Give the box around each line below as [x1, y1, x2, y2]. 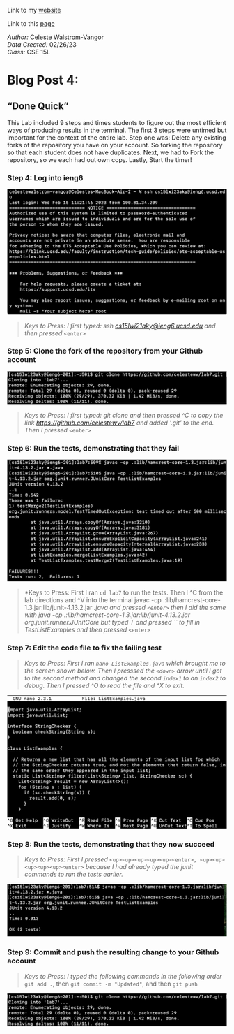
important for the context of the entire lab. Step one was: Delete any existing [7, 133, 226, 142]
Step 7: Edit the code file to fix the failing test [7, 643, 162, 653]
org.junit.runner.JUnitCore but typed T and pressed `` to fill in [24, 618, 201, 627]
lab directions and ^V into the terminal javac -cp [24, 596, 162, 604]
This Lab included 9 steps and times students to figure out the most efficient [7, 119, 226, 126]
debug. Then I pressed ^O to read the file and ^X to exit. [24, 681, 185, 690]
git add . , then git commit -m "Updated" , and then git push [24, 980, 198, 988]
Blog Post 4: [7, 73, 79, 88]
